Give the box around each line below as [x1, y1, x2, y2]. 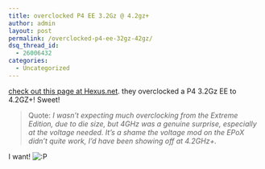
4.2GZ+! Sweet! [8, 94, 60, 105]
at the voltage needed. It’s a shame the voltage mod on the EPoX [27, 127, 245, 137]
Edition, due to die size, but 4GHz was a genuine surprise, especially [27, 118, 258, 129]
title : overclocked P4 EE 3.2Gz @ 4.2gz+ [8, 11, 150, 20]
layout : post [8, 27, 52, 35]
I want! [8, 151, 31, 161]
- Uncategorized [15, 64, 70, 72]
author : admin [8, 19, 56, 27]
